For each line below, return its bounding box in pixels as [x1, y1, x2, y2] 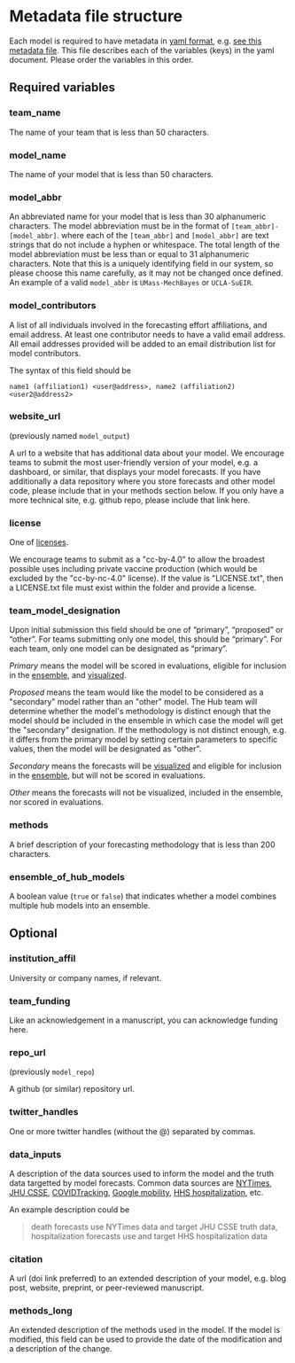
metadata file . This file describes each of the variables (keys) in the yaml [9, 44, 275, 55]
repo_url [9, 1046, 46, 1058]
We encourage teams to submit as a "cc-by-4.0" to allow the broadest [9, 554, 266, 565]
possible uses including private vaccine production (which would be [9, 564, 258, 574]
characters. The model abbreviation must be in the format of [9, 221, 229, 231]
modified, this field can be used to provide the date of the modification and [9, 1334, 283, 1344]
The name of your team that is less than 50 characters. [9, 127, 210, 137]
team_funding [9, 994, 71, 1007]
